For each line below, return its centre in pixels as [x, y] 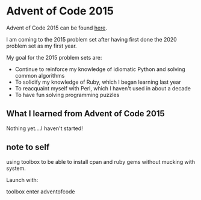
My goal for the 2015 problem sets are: [54, 57]
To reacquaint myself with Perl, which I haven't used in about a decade [103, 88]
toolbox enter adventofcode [41, 192]
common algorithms [40, 75]
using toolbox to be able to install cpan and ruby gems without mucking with [101, 161]
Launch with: [22, 180]
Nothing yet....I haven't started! [45, 128]
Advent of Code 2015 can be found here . [57, 28]
